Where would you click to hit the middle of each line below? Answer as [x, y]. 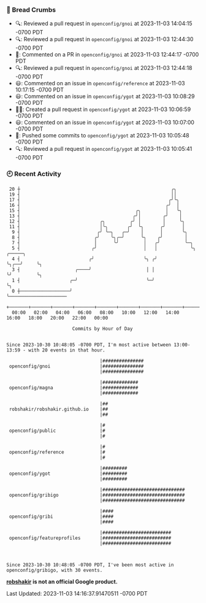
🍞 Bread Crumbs [31, 10]
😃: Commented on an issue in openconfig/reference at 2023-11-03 [100, 83]
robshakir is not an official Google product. [62, 582]
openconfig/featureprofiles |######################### [90, 538]
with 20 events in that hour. [67, 350]
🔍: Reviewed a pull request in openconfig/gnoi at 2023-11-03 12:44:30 [104, 39]
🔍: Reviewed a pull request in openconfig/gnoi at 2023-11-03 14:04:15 [104, 23]
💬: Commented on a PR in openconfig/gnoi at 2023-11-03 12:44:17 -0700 [107, 55]
